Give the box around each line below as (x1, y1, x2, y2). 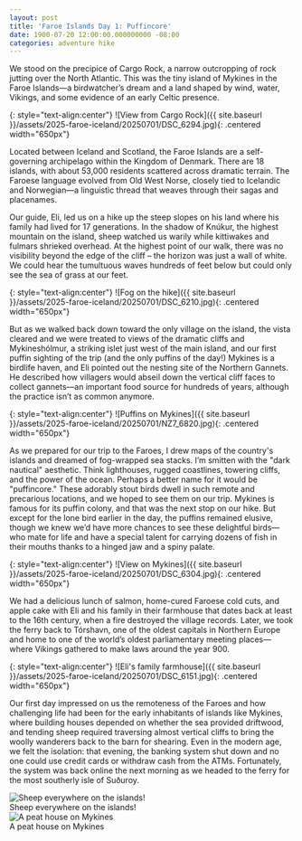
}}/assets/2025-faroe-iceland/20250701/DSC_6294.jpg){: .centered (9, 119, 261, 130)
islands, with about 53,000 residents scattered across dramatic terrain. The (9, 165, 290, 176)
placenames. (9, 194, 57, 205)
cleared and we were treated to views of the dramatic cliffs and (9, 334, 245, 345)
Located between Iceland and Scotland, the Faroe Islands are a (9, 146, 245, 157)
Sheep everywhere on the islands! (9, 802, 137, 813)
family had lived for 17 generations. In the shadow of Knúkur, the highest (9, 222, 278, 232)
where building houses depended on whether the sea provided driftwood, (9, 717, 285, 728)
